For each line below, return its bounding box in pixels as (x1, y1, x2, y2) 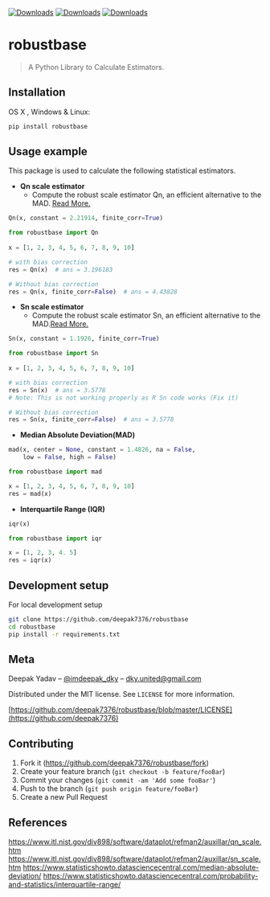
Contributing (8, 736, 74, 751)
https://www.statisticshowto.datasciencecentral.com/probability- (43, 871, 259, 881)
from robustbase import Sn (8, 350, 99, 358)
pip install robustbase (8, 122, 88, 130)
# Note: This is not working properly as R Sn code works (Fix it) (8, 394, 239, 402)
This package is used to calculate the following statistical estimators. (8, 166, 236, 176)
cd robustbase (8, 623, 56, 631)
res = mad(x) (8, 489, 52, 498)
